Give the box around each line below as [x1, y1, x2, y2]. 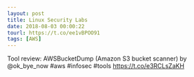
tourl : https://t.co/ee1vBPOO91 [7, 29, 100, 36]
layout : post [7, 10, 45, 17]
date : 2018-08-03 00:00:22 [7, 23, 85, 30]
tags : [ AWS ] [7, 36, 41, 43]
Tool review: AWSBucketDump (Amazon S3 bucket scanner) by [7, 54, 187, 63]
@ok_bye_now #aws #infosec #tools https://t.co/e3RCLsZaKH [7, 62, 185, 70]
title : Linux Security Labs [7, 16, 88, 23]
